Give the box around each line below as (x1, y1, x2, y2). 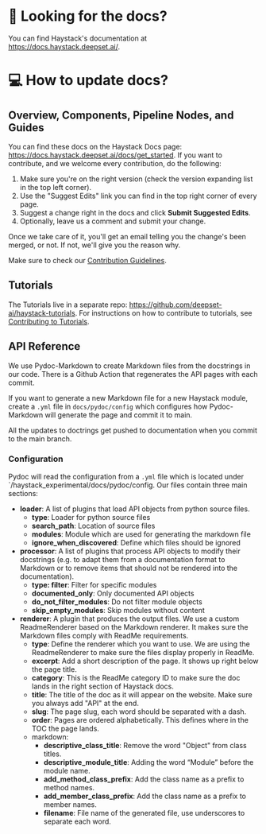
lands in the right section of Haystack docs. (31, 681, 175, 691)
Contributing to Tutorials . (8, 316, 90, 326)
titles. (43, 749, 62, 758)
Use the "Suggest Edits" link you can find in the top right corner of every (19, 191, 257, 200)
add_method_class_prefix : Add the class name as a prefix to (43, 774, 245, 784)
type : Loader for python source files (31, 512, 151, 522)
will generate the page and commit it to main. (44, 409, 193, 420)
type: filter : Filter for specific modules (31, 580, 157, 589)
